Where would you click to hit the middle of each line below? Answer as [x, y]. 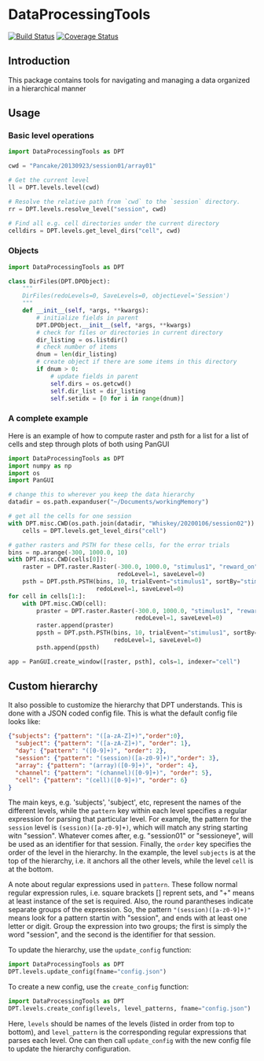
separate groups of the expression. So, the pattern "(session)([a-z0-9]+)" [130, 910]
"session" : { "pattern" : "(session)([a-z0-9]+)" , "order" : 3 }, [117, 758]
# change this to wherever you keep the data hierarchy [101, 495]
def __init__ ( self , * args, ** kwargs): [86, 311]
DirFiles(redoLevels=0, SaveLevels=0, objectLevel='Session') [126, 296]
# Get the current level [49, 180]
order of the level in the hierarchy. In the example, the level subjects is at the [132, 852]
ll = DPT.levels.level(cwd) [54, 188]
